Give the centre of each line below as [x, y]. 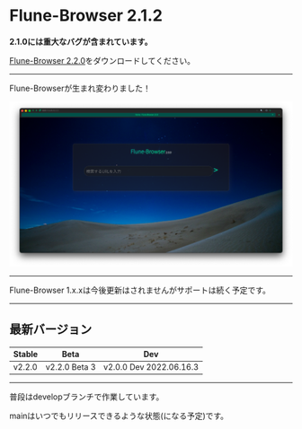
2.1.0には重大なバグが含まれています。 [81, 41]
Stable [26, 355]
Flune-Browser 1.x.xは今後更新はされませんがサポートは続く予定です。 [140, 290]
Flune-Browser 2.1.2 [86, 16]
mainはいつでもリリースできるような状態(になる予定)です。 [119, 416]
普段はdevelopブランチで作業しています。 [87, 397]
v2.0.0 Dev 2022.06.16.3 [151, 367]
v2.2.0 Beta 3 [71, 367]
